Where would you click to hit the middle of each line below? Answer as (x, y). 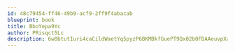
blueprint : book (31, 20)
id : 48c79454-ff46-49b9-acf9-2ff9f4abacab (70, 13)
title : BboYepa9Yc (34, 26)
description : (26, 39)
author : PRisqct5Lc (36, 33)
